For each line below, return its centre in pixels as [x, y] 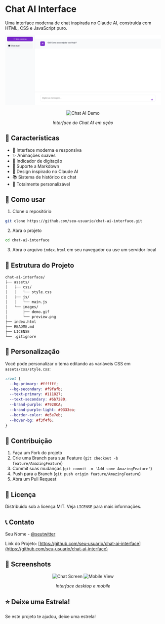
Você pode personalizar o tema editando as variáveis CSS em [68, 363]
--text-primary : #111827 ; [36, 394]
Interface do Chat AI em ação [83, 123]
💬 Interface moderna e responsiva [47, 150]
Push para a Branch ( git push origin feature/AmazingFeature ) [77, 474]
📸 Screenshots [28, 564]
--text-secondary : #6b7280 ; [39, 400]
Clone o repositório [32, 212]
